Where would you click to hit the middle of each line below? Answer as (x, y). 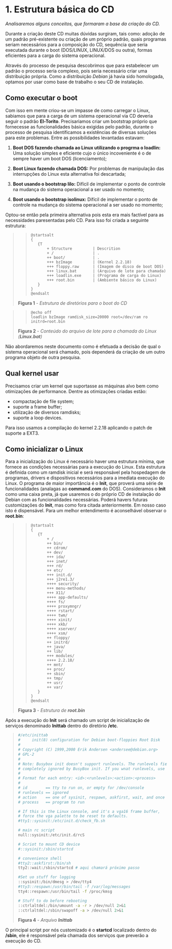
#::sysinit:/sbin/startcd (45, 849)
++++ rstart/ (61, 611)
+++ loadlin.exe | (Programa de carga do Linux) (104, 275)
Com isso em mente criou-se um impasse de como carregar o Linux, (78, 110)
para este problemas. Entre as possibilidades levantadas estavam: (75, 138)
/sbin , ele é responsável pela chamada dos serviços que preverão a (77, 936)
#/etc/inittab (33, 735)
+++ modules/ (61, 656)
